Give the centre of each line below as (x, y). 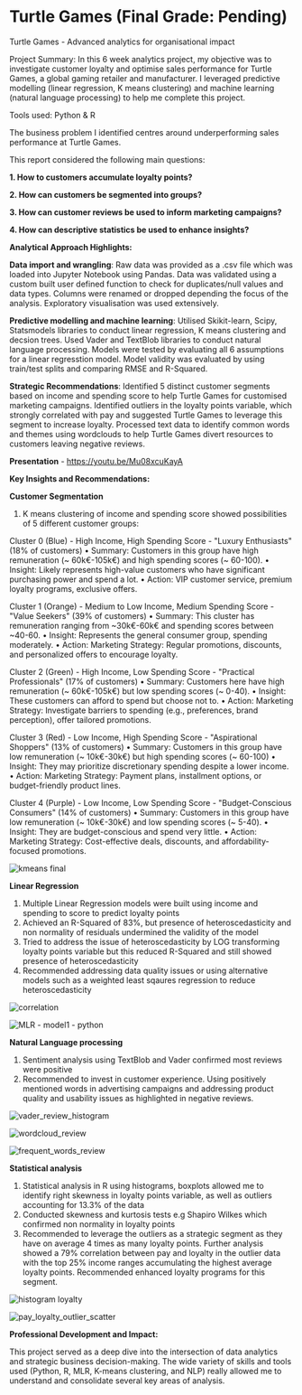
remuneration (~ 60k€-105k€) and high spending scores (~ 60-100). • (140, 560)
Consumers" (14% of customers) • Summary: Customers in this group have (150, 812)
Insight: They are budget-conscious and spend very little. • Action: (133, 831)
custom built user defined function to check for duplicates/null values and (146, 284)
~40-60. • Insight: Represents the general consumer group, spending (138, 635)
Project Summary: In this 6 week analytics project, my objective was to (141, 59)
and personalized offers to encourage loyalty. (94, 654)
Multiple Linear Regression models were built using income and (140, 903)
